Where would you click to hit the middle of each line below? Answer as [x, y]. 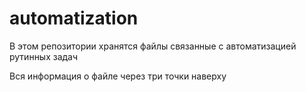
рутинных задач [44, 56]
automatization [74, 18]
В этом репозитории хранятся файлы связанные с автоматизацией [153, 46]
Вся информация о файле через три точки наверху [118, 76]
